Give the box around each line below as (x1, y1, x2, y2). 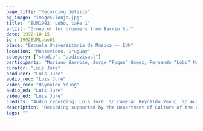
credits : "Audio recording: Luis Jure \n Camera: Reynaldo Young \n (6, 98, 188, 104)
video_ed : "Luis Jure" (6, 93, 63, 99)
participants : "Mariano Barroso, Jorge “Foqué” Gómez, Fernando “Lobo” (6, 59, 190, 65)
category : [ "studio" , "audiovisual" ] (6, 54, 101, 60)
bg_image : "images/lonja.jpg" (6, 14, 83, 21)
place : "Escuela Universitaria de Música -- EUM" (6, 43, 134, 49)
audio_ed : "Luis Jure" (6, 88, 63, 94)
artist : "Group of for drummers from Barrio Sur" (6, 25, 134, 32)
